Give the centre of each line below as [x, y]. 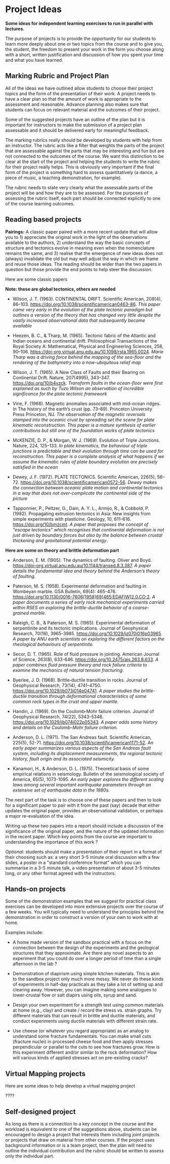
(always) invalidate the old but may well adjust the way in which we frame [82, 259]
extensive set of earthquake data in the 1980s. [61, 790]
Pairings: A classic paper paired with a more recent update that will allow [81, 232]
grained [21, 613]
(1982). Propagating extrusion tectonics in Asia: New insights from [81, 513]
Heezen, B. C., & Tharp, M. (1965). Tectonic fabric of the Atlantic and [84, 336]
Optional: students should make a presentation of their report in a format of [83, 852]
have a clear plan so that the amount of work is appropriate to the [73, 99]
